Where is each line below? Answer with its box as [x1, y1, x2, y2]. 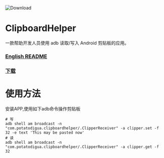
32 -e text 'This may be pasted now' [5, 130, 85, 135]
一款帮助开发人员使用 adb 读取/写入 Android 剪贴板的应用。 [5, 39, 129, 46]
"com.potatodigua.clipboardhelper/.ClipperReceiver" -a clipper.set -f [5, 126, 159, 131]
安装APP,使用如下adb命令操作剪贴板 [5, 105, 81, 111]
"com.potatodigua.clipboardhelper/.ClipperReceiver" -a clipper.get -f [5, 144, 159, 149]
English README [5, 53, 47, 60]
